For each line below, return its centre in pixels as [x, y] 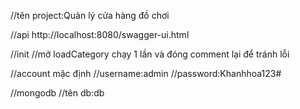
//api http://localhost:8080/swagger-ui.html [100, 34]
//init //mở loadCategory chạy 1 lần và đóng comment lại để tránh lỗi [150, 54]
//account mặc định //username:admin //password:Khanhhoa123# [146, 73]
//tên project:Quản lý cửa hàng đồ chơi [90, 15]
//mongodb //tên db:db [57, 93]
